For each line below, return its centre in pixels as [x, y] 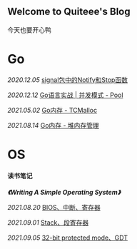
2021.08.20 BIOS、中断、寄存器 [54, 208]
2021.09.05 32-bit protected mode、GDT [68, 238]
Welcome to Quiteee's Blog [69, 12]
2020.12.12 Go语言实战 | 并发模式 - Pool [65, 95]
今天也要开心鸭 [29, 30]
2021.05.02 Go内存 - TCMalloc [52, 110]
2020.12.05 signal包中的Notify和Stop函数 [68, 80]
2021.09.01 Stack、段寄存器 [48, 223]
